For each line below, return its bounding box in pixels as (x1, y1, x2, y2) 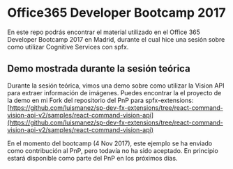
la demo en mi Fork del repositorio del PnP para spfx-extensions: (7, 96, 194, 104)
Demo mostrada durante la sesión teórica (7, 63, 190, 74)
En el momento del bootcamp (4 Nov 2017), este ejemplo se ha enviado (7, 139, 213, 147)
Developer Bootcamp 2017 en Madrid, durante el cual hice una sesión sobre (7, 35, 225, 43)
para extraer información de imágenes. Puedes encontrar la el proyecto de (7, 88, 222, 97)
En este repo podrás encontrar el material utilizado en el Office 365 (7, 28, 201, 36)
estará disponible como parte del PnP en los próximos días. (7, 154, 178, 162)
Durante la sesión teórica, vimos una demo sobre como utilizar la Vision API (7, 81, 225, 90)
